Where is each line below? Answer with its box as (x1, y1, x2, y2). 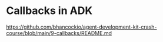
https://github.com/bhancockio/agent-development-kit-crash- (6, 23, 157, 30)
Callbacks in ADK (6, 4, 93, 17)
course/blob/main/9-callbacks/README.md (6, 29, 112, 36)
